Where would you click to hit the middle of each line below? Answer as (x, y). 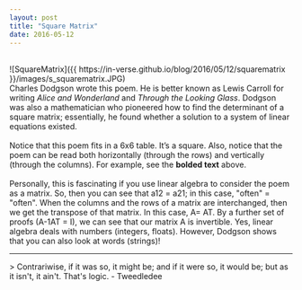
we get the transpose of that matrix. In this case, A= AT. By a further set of (147, 213)
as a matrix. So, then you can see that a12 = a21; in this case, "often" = (140, 193)
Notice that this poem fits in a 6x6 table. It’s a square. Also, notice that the (146, 145)
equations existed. (44, 127)
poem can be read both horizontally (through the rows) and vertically (137, 155)
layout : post (34, 18)
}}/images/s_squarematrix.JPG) (67, 79)
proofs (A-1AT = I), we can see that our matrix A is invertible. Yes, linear (142, 222)
